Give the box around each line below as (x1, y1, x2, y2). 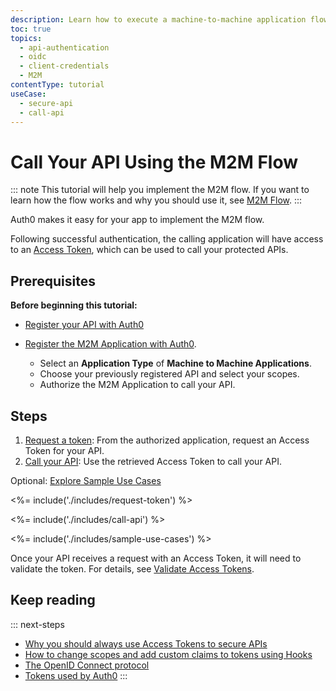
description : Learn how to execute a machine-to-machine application (10, 14, 307, 25)
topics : (10, 33, 43, 43)
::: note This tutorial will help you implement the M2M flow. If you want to (10, 184, 310, 196)
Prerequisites (10, 272, 96, 290)
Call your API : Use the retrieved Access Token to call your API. (24, 455, 282, 467)
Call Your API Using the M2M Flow (10, 151, 298, 173)
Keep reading (10, 592, 96, 609)
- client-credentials (19, 61, 110, 71)
